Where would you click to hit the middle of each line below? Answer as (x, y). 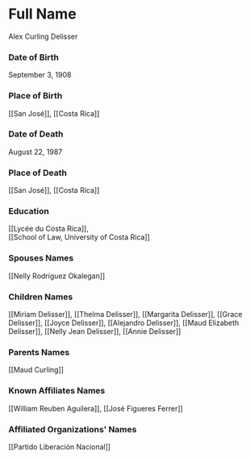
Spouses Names (41, 258)
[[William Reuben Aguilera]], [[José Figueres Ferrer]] (96, 408)
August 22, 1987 (35, 152)
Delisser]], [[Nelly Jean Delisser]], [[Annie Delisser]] (95, 332)
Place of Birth (35, 96)
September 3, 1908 (40, 75)
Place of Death (37, 173)
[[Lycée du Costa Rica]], (48, 229)
